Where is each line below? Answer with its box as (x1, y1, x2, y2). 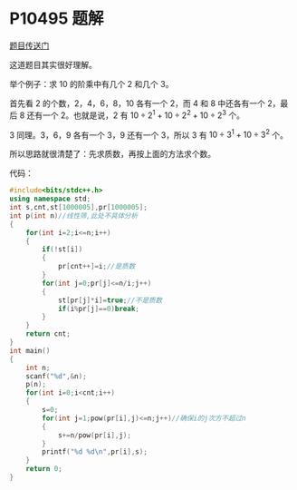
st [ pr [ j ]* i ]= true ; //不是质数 (57, 296, 163, 305)
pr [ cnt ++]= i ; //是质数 (57, 262, 136, 271)
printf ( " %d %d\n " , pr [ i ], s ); (42, 447, 148, 456)
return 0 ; (25, 465, 63, 474)
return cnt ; (25, 329, 71, 338)
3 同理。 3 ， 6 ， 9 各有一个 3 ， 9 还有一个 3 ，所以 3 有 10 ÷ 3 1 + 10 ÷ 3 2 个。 (9, 128, 288, 141)
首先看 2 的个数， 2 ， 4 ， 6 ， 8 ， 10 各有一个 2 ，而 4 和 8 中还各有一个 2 (9, 97, 273, 109)
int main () (9, 346, 51, 355)
